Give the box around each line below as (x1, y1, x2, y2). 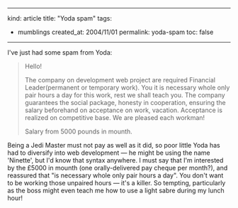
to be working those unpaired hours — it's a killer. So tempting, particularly (7, 179, 226, 187)
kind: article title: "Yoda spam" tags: (7, 14, 112, 22)
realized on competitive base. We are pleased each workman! (24, 114, 205, 121)
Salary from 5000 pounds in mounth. (24, 127, 132, 136)
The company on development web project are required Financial (24, 76, 216, 84)
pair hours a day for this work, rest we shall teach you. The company (24, 91, 225, 99)
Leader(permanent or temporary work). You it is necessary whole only (24, 83, 230, 92)
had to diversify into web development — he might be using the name (7, 148, 210, 157)
